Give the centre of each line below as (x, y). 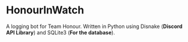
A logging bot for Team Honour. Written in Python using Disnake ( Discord (94, 26)
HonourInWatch (45, 10)
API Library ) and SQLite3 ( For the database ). (60, 32)
